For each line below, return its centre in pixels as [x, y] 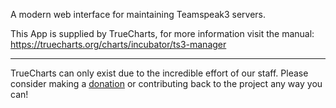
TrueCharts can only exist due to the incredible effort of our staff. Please [159, 73]
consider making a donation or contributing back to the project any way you [166, 83]
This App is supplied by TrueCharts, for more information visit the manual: [162, 33]
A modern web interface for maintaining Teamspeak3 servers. [138, 14]
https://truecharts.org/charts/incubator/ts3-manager [118, 44]
